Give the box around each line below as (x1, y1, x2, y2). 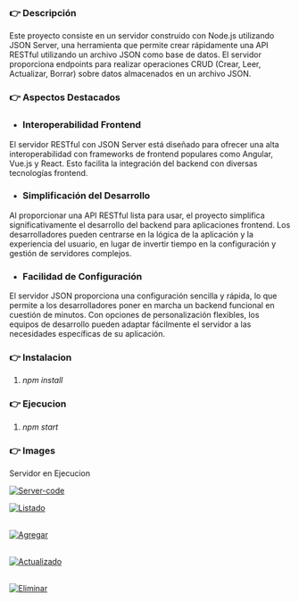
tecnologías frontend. (9, 167, 88, 178)
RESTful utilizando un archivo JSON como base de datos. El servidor (9, 49, 262, 60)
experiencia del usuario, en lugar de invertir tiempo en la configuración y (9, 238, 277, 249)
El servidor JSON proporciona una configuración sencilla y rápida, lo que (9, 290, 278, 301)
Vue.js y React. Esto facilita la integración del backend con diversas (9, 158, 258, 169)
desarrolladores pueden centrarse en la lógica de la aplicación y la (9, 229, 254, 239)
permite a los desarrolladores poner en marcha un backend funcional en (9, 300, 275, 311)
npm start (21, 422, 59, 432)
